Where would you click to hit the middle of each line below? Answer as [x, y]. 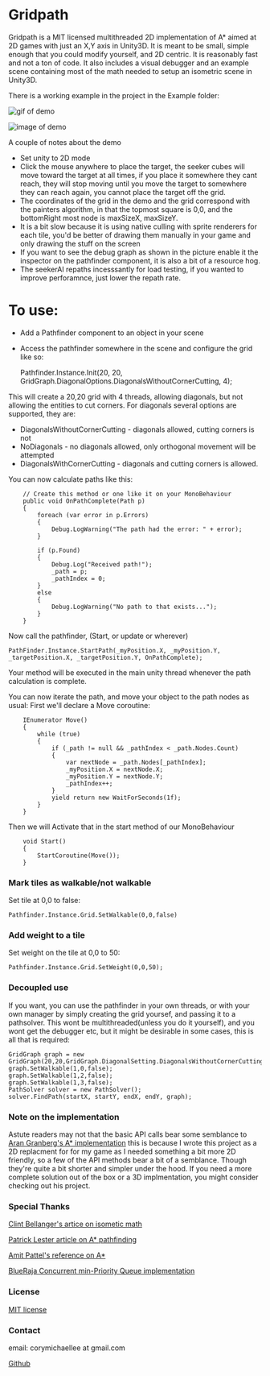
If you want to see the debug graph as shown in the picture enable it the [139, 252]
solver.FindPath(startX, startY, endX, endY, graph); [100, 1096]
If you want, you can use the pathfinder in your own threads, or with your [129, 1005]
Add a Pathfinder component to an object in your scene [112, 333]
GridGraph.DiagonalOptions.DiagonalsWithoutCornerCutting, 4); [126, 381]
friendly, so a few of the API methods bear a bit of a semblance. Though [128, 1160]
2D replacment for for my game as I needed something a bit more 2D [122, 1152]
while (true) [59, 734]
